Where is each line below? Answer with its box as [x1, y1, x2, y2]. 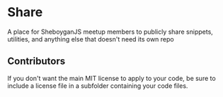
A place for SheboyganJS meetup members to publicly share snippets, [7, 27, 214, 36]
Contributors [7, 56, 66, 67]
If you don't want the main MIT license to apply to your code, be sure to [7, 74, 216, 82]
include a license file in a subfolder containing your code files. [7, 82, 188, 90]
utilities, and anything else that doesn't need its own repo [7, 34, 175, 43]
